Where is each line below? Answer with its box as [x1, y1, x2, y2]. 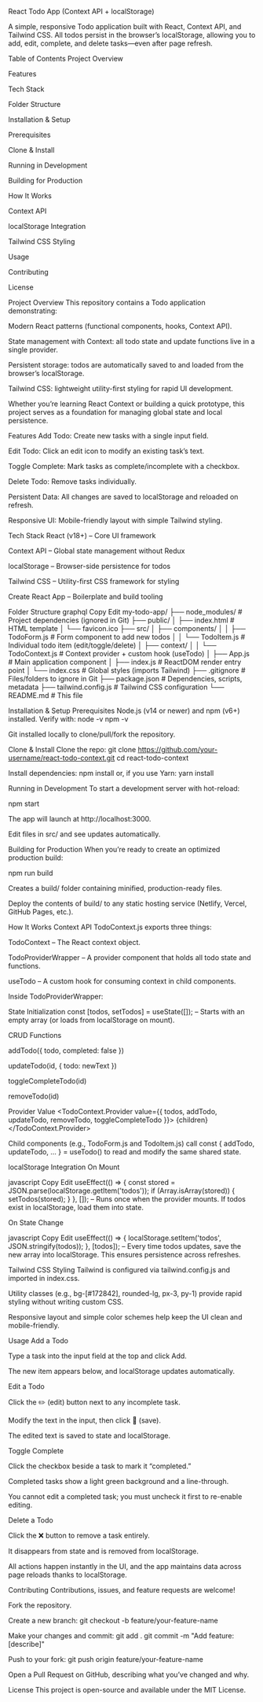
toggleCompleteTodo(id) [8, 1076, 87, 1085]
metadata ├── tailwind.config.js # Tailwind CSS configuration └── [8, 682, 225, 692]
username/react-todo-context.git [8, 753, 115, 762]
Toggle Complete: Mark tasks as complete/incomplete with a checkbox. [8, 462, 240, 471]
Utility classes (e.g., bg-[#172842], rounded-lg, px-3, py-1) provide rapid [8, 1289, 243, 1298]
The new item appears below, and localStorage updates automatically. [8, 1367, 236, 1375]
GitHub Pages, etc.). [8, 907, 74, 916]
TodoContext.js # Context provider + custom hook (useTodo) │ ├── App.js [8, 649, 250, 658]
